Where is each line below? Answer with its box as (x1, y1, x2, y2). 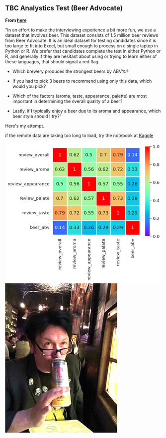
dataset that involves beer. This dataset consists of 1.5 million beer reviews (5, 32, 158, 38)
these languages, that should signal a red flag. (5, 58, 100, 64)
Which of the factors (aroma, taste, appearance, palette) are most (12, 93, 147, 99)
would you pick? (12, 83, 46, 89)
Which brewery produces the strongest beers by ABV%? (12, 68, 129, 74)
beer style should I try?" (12, 113, 62, 119)
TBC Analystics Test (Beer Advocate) (5, 4, 123, 12)
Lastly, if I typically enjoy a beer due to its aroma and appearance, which (12, 108, 161, 114)
